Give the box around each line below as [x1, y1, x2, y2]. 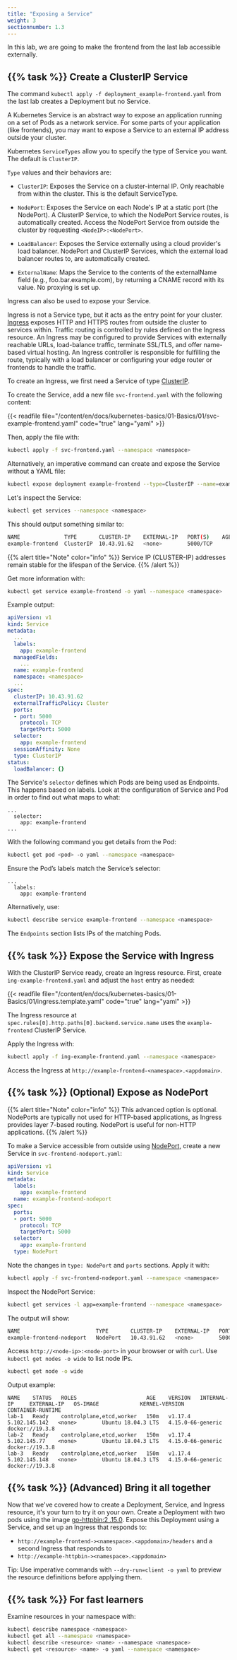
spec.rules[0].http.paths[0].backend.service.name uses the [7, 1019, 186, 1027]
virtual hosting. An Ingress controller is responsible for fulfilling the [27, 348, 221, 357]
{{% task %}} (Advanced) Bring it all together [7, 1482, 211, 1494]
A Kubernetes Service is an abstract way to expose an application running [7, 111, 222, 119]
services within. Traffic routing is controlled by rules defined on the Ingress [7, 326, 226, 334]
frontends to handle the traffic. [7, 363, 97, 372]
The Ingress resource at [7, 1011, 77, 1019]
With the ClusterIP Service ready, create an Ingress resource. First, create [7, 969, 222, 976]
